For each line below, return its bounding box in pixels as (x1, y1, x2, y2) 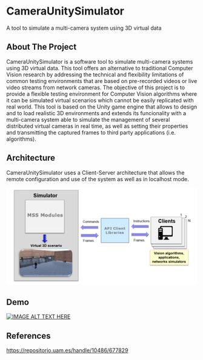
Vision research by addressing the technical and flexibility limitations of (6, 71, 184, 78)
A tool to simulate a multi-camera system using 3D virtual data (6, 24, 162, 32)
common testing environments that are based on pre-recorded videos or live (6, 77, 198, 84)
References (6, 330, 51, 341)
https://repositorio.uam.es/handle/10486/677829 (6, 347, 128, 354)
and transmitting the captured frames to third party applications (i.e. (6, 128, 176, 136)
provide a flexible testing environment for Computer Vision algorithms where (6, 90, 198, 98)
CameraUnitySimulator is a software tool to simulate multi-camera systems (6, 58, 193, 65)
